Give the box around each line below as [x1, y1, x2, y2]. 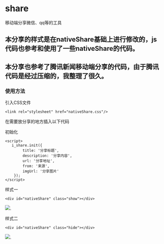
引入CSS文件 [5, 100, 31, 105]
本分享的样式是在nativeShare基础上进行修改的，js [5, 35, 157, 44]
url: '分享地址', [22, 159, 55, 163]
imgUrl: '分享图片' [22, 169, 60, 174]
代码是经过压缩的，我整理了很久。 [5, 72, 108, 80]
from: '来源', [22, 164, 50, 169]
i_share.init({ [11, 143, 42, 148]
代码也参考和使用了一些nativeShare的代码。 [5, 44, 139, 53]
